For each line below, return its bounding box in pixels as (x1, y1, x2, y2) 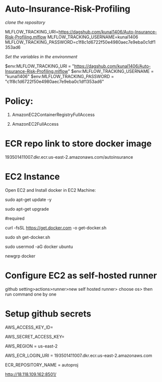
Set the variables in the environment (5, 53, 78, 59)
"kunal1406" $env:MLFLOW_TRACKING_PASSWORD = (5, 73, 114, 79)
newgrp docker (5, 253, 35, 259)
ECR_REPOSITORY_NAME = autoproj (5, 362, 79, 367)
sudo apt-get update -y (5, 197, 52, 202)
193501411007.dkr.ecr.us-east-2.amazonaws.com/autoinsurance (5, 154, 133, 160)
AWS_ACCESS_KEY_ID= (5, 324, 53, 330)
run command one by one (5, 291, 57, 297)
